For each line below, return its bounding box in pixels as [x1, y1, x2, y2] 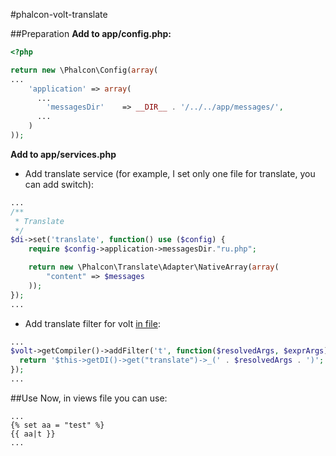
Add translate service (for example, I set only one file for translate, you [24, 167, 316, 179]
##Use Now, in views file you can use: [10, 392, 168, 404]
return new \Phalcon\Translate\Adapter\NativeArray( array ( [28, 262, 280, 273]
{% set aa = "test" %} [10, 420, 105, 430]
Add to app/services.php [10, 148, 117, 160]
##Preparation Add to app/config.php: [10, 28, 172, 39]
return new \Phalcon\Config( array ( [10, 65, 159, 75]
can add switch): [24, 178, 95, 190]
